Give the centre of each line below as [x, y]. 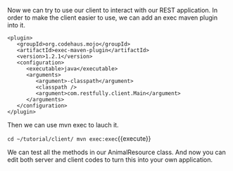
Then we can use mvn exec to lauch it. [63, 125]
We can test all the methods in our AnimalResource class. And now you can [117, 152]
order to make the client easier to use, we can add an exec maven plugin [113, 18]
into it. [17, 25]
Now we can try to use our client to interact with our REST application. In [113, 10]
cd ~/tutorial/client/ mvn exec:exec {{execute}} [79, 139]
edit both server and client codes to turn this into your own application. [110, 160]
